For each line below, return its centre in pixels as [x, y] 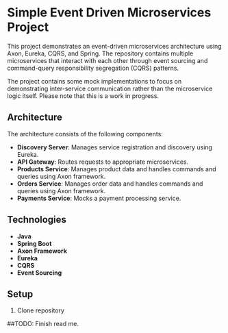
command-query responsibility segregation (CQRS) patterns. [93, 68]
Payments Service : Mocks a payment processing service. [99, 198]
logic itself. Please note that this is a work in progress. [83, 96]
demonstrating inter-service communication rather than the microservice [110, 88]
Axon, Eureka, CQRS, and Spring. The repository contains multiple [100, 53]
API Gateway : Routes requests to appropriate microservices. [103, 162]
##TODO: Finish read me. [43, 324]
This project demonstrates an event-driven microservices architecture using [114, 46]
